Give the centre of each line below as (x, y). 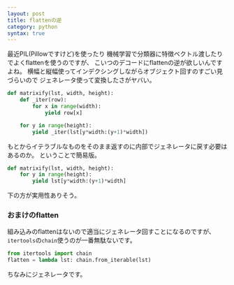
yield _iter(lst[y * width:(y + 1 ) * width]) (90, 132)
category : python (32, 27)
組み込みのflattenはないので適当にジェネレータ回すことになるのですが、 (111, 232)
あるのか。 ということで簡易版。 (54, 155)
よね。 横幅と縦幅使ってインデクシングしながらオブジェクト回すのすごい (112, 71)
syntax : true (26, 33)
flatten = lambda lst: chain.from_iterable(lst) (79, 260)
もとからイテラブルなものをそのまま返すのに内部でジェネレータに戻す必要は (117, 146)
